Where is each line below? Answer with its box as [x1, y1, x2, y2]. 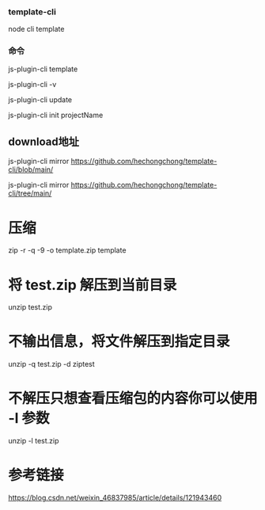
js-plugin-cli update [8, 94, 73, 105]
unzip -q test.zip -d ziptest [8, 360, 95, 369]
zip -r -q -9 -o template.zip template [8, 245, 127, 255]
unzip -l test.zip [8, 436, 59, 446]
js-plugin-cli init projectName [8, 110, 104, 120]
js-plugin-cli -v [8, 79, 57, 89]
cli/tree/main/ [8, 188, 52, 198]
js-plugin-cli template [8, 64, 78, 74]
